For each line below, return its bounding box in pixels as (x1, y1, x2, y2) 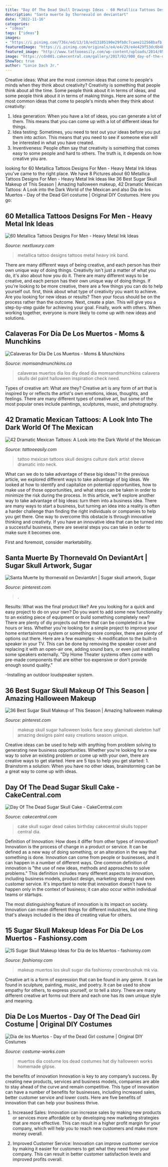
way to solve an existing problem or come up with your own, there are (5, 752, 149, 758)
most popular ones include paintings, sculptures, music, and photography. (5, 401, 158, 407)
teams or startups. (5, 891, 43, 897)
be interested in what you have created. (12, 140, 94, 146)
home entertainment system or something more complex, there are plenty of (5, 630, 162, 636)
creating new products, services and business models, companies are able (5, 1078, 159, 1084)
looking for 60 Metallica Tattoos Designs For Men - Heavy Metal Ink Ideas (5, 166, 157, 172)
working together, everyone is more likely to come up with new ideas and (5, 310, 156, 316)
